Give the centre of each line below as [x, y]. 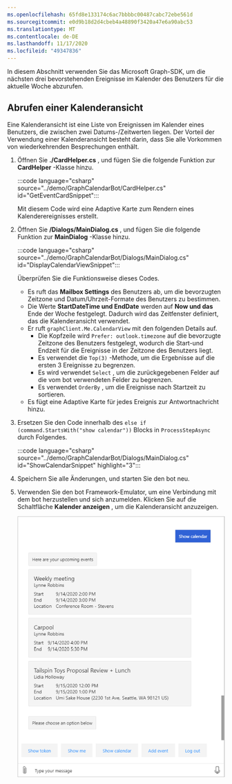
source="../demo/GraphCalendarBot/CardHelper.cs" [91, 188]
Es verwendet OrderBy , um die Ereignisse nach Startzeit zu [122, 387]
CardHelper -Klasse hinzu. [55, 167]
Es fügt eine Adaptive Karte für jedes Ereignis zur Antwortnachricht [123, 401]
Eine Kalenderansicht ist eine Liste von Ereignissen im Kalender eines [106, 124]
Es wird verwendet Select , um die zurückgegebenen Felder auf [128, 372]
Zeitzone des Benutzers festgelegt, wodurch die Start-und [120, 343]
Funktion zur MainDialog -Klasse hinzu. [74, 237]
